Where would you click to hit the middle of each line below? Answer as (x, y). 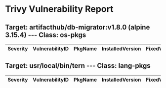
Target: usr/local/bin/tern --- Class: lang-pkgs (78, 66)
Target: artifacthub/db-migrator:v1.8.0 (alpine (78, 27)
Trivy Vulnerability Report (59, 9)
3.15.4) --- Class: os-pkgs (46, 35)
